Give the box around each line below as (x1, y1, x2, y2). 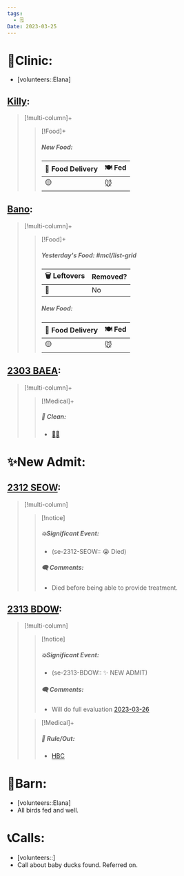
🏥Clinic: (7, 52, 53, 68)
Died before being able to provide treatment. (51, 584, 178, 592)
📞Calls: (7, 830, 45, 846)
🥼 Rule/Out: (41, 734, 75, 742)
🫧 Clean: (41, 412, 67, 421)
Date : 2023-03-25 (7, 23, 57, 30)
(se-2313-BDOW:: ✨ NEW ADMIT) (51, 668, 148, 677)
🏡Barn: (7, 776, 47, 792)
